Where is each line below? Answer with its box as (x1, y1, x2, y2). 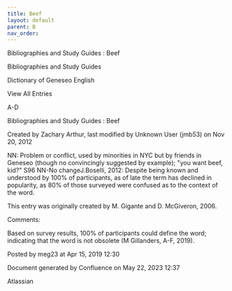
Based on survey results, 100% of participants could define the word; (7, 229, 207, 238)
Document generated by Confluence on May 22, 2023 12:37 (7, 264, 180, 272)
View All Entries (7, 90, 52, 98)
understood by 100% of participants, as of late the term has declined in (7, 173, 212, 182)
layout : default (7, 17, 55, 24)
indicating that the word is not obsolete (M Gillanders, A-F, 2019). (7, 236, 195, 245)
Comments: (7, 215, 41, 224)
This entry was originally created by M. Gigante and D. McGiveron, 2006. (7, 202, 217, 211)
